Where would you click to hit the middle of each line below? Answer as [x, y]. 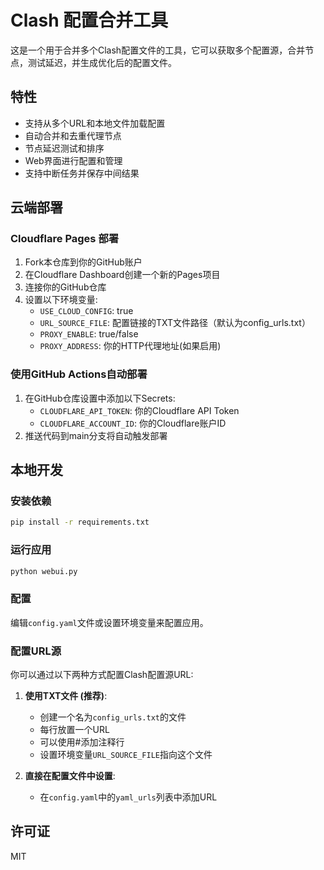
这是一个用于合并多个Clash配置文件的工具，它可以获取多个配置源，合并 [158, 50]
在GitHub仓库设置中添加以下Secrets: [100, 398]
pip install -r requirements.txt [80, 522]
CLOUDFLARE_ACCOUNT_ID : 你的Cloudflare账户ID [133, 423]
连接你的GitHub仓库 [65, 287]
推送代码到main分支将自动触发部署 [96, 435]
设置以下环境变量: [61, 300]
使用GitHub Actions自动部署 [79, 374]
